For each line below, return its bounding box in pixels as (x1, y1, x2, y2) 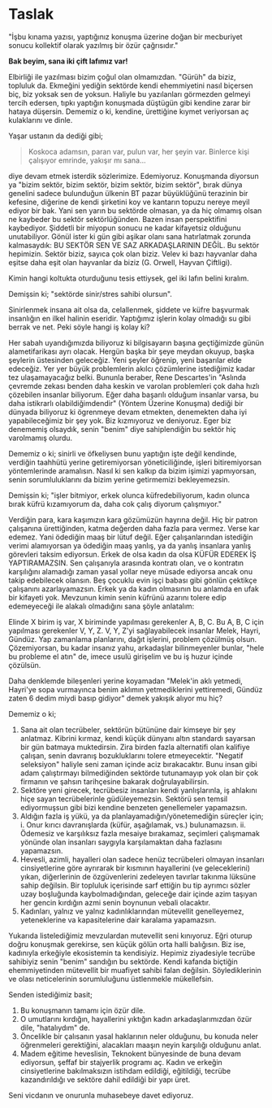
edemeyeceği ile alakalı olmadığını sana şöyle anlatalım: (8, 601, 195, 611)
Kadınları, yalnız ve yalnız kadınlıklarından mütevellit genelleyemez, (19, 906, 244, 916)
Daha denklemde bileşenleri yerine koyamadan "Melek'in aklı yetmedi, (8, 676, 244, 686)
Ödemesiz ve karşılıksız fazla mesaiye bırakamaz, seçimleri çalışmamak (19, 828, 260, 838)
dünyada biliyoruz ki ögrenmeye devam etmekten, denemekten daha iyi (8, 407, 248, 417)
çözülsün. (8, 660, 41, 670)
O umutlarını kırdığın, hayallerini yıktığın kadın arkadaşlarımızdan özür (19, 1014, 253, 1023)
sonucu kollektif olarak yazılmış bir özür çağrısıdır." (8, 40, 179, 50)
